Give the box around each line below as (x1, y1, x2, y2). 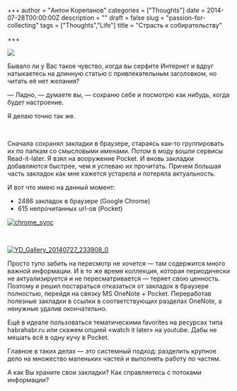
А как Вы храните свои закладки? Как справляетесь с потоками (7, 368, 202, 376)
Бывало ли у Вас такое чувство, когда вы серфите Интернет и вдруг (7, 62, 214, 70)
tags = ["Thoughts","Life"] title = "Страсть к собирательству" (40, 21, 223, 29)
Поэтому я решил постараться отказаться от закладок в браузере (7, 282, 209, 290)
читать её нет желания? (7, 77, 80, 85)
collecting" (7, 21, 39, 29)
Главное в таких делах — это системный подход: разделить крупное (7, 347, 217, 355)
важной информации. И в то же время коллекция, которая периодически (7, 267, 230, 275)
